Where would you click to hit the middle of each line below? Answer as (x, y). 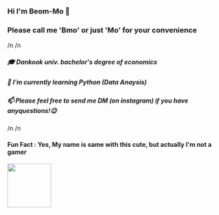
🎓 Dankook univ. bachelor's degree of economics (82, 62)
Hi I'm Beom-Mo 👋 (39, 11)
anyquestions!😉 (32, 110)
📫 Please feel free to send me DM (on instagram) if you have (98, 100)
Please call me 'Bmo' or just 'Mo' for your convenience (102, 30)
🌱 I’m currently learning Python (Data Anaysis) (77, 82)
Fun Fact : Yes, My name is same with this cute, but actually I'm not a (109, 144)
